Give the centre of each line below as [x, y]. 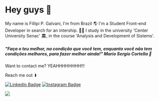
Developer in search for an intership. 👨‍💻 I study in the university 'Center [77, 30]
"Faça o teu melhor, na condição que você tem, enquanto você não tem [79, 49]
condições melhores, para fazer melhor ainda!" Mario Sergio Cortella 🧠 [78, 54]
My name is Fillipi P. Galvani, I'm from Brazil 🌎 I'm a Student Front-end [76, 23]
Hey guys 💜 [28, 10]
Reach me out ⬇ [21, 75]
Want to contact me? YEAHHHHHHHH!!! [45, 66]
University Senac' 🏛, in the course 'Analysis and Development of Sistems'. [80, 36]
